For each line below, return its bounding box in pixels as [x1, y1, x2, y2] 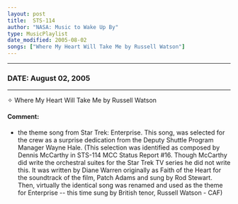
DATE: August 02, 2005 [7, 73, 91, 83]
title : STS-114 [7, 17, 55, 24]
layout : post [7, 10, 46, 18]
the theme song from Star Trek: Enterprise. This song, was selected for [17, 128, 225, 137]
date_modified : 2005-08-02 [7, 37, 87, 44]
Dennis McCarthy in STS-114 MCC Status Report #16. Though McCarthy [17, 150, 228, 159]
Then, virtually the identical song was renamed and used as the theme [17, 181, 223, 189]
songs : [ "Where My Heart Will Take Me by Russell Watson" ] [7, 43, 186, 50]
